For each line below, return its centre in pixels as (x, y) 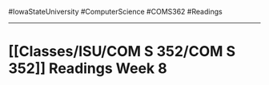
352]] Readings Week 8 (88, 69)
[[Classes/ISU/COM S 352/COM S (122, 52)
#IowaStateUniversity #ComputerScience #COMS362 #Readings (115, 12)
